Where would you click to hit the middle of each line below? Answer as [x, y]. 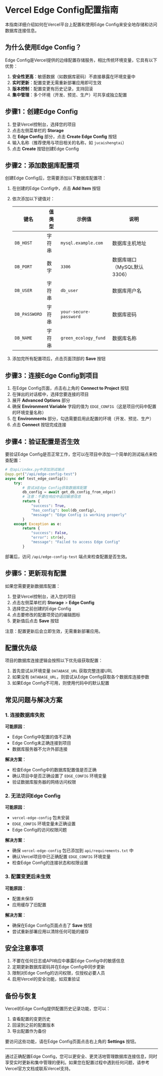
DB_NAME [23, 338]
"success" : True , [49, 506]
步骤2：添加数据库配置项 [42, 165]
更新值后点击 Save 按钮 [35, 621]
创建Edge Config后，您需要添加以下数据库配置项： [56, 178]
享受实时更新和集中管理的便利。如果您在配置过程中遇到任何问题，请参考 [77, 1062]
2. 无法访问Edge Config [33, 796]
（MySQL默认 [128, 267]
